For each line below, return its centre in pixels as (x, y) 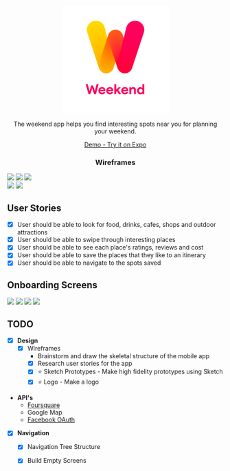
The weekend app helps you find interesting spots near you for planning (115, 124)
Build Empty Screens (57, 461)
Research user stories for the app (85, 364)
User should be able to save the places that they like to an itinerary (111, 255)
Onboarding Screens (53, 285)
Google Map (45, 413)
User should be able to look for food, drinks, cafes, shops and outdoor (116, 225)
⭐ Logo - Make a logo (68, 382)
